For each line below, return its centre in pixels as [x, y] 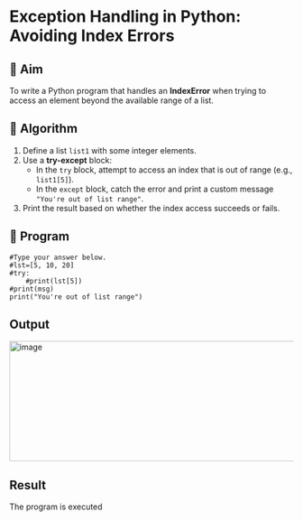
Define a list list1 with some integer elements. [109, 150]
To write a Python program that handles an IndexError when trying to [138, 91]
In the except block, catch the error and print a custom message [155, 189]
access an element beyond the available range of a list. [112, 100]
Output [29, 325]
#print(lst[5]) [54, 281]
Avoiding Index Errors [92, 36]
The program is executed [56, 507]
